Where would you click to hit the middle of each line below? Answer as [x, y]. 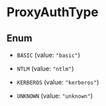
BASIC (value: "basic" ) [48, 55]
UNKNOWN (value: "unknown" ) [54, 96]
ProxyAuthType [53, 12]
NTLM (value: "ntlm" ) [45, 68]
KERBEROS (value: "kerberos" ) [58, 82]
